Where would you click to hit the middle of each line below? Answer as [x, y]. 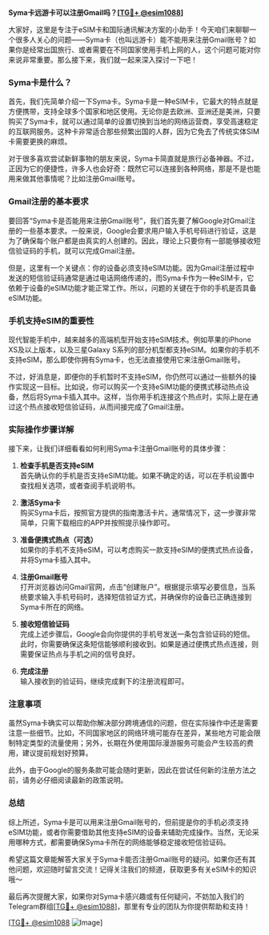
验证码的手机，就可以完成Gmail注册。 [77, 250]
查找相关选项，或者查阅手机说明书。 [80, 486]
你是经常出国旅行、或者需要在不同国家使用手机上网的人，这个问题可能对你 [138, 50]
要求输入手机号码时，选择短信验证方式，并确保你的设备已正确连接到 [139, 597]
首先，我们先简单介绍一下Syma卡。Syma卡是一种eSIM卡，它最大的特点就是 [133, 102]
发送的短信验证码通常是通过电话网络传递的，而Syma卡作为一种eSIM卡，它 [131, 278]
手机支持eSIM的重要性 [51, 320]
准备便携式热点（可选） [58, 540]
